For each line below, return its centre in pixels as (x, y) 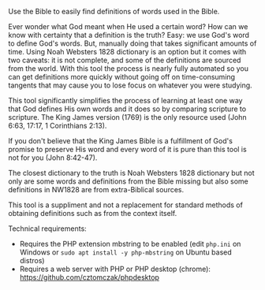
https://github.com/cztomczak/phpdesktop (90, 277)
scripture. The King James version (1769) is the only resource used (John (127, 117)
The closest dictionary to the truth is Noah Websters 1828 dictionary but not (131, 173)
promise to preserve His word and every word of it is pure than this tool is (127, 149)
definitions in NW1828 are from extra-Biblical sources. (96, 190)
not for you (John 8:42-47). (53, 158)
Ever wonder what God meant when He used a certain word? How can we (128, 26)
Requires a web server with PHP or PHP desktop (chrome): (115, 269)
